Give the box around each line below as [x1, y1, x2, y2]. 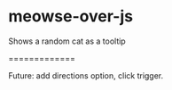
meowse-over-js [8, 6, 134, 27]
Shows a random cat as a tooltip [8, 36, 126, 46]
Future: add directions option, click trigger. [8, 70, 164, 81]
